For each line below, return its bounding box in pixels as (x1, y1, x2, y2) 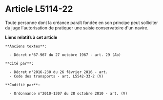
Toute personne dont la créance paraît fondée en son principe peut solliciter (5, 20, 158, 25)
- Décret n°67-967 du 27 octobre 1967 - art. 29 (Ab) (9, 52, 121, 57)
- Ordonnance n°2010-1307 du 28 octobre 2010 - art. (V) (9, 91, 128, 96)
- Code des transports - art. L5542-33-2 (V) (9, 74, 104, 79)
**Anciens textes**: (5, 44, 47, 49)
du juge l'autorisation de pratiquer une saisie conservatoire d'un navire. (5, 25, 149, 30)
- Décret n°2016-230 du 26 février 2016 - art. (9, 70, 108, 75)
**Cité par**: (5, 61, 34, 66)
